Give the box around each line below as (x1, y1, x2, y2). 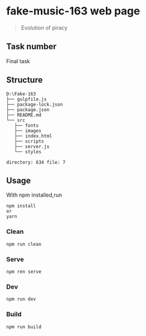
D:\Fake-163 (6, 91, 36, 97)
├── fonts (14, 122, 39, 129)
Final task (6, 57, 30, 64)
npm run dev (6, 296, 36, 302)
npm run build (6, 323, 42, 330)
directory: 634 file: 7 (6, 159, 66, 165)
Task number (6, 41, 57, 52)
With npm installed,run (6, 191, 62, 199)
